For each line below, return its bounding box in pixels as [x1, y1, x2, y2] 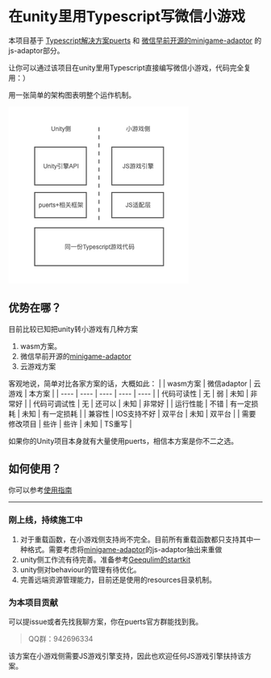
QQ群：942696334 [27, 634, 94, 644]
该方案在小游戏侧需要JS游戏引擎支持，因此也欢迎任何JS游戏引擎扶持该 [8, 651, 244, 661]
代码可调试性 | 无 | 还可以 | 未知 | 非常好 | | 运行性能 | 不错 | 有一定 [33, 399, 252, 408]
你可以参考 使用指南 [8, 485, 73, 495]
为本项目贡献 [8, 596, 59, 608]
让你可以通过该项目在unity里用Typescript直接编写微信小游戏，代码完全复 [8, 62, 252, 73]
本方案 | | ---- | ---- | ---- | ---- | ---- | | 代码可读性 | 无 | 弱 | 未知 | [28, 388, 248, 398]
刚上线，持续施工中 [8, 514, 83, 525]
